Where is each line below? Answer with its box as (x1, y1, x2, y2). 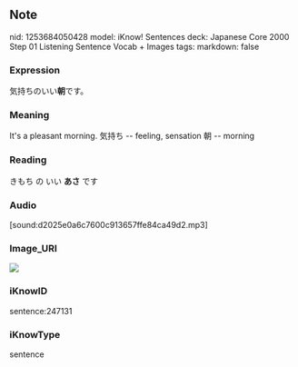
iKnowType (9, 328, 61, 341)
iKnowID (9, 285, 48, 298)
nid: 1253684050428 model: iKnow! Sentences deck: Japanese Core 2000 (9, 31, 290, 42)
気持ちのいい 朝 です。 (9, 85, 89, 96)
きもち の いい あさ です (9, 175, 98, 186)
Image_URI (9, 242, 57, 254)
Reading (9, 154, 47, 166)
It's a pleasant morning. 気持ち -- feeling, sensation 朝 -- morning (9, 131, 255, 142)
